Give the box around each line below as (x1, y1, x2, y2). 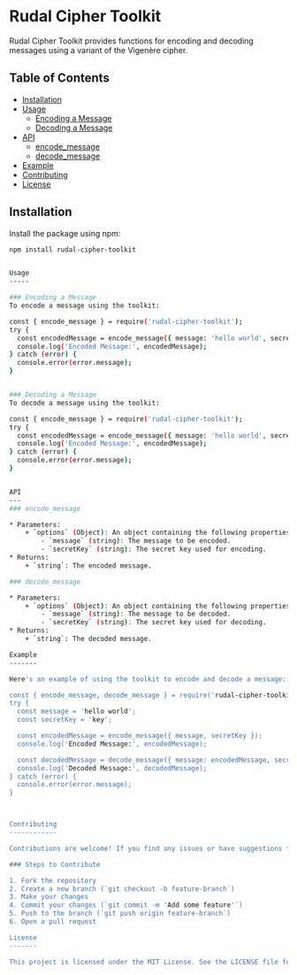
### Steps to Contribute (9, 860, 101, 869)
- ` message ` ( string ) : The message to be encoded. (41, 537, 232, 546)
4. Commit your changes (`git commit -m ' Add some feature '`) (9, 901, 243, 909)
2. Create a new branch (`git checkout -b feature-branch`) (9, 884, 236, 894)
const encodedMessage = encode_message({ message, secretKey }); (17, 731, 263, 740)
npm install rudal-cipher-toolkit (9, 245, 137, 254)
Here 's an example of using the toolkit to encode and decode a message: (9, 675, 287, 684)
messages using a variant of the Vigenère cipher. (9, 44, 188, 55)
